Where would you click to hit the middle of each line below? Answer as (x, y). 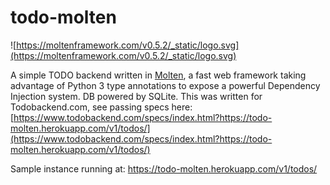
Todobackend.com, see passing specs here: (101, 107)
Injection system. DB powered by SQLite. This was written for (136, 96)
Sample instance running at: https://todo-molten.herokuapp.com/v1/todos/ (164, 168)
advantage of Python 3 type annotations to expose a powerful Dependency (165, 85)
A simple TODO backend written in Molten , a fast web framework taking (158, 75)
